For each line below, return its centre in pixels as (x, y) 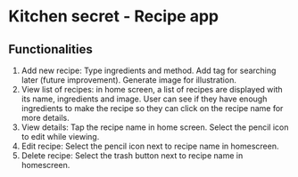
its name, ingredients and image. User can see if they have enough (144, 99)
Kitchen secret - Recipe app (114, 16)
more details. (46, 118)
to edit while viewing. (60, 137)
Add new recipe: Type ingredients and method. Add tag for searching (149, 70)
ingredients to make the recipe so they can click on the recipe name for (152, 108)
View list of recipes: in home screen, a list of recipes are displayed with (152, 89)
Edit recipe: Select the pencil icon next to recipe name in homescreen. (150, 146)
